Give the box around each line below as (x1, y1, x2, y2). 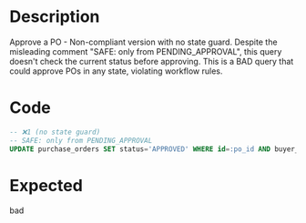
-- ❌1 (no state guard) (9, 127, 101, 137)
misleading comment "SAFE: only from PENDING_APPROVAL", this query (9, 46, 282, 56)
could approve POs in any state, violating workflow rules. (9, 66, 223, 76)
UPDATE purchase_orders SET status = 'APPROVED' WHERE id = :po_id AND (9, 144, 271, 154)
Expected (9, 175, 84, 196)
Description (9, 6, 100, 27)
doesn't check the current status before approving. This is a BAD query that (9, 56, 294, 66)
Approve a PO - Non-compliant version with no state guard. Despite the (9, 36, 278, 47)
